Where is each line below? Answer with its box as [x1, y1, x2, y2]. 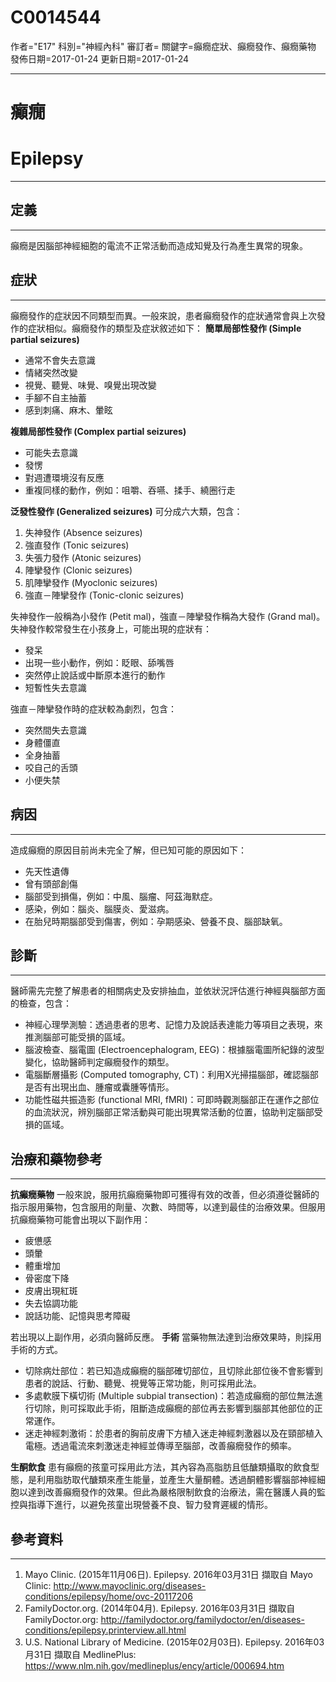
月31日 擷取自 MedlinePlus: [24, 1648, 137, 1660]
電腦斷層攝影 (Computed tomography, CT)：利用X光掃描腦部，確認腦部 [24, 1069, 319, 1081]
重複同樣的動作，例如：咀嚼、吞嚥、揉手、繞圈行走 [24, 484, 236, 496]
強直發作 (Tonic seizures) [24, 539, 130, 551]
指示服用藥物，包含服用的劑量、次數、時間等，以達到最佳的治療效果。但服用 [10, 1201, 326, 1213]
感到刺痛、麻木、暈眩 [24, 404, 113, 416]
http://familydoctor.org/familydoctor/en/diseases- [100, 1613, 305, 1625]
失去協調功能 [24, 1297, 78, 1310]
